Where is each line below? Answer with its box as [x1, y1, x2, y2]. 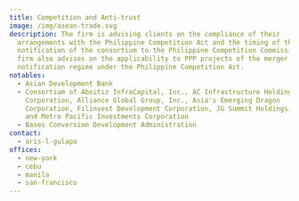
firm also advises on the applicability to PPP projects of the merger [17, 54, 289, 63]
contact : [9, 129, 42, 138]
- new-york [17, 153, 58, 163]
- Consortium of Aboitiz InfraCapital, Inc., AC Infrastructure [17, 87, 261, 96]
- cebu [17, 162, 42, 171]
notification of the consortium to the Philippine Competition [17, 46, 256, 55]
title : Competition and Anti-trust [9, 12, 141, 22]
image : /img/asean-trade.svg [9, 21, 117, 30]
